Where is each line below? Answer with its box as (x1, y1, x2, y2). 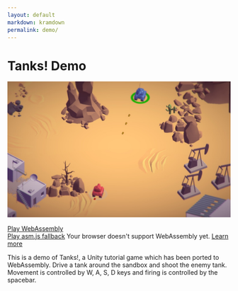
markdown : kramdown (7, 18, 65, 26)
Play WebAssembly (7, 224, 64, 233)
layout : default (7, 11, 55, 18)
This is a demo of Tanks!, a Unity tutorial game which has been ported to (7, 253, 220, 262)
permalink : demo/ (7, 26, 59, 33)
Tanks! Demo (7, 57, 86, 74)
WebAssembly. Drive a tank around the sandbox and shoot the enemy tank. (7, 261, 227, 269)
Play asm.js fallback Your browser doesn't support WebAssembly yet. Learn (7, 232, 229, 241)
